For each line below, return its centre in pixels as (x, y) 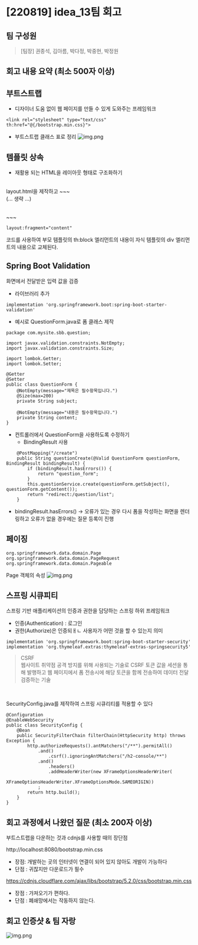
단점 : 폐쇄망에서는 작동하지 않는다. (55, 901)
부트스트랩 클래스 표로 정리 (45, 137)
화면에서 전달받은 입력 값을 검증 (42, 281)
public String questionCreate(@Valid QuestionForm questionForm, (99, 458)
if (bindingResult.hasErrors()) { (70, 468)
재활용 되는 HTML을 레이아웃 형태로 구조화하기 (68, 172)
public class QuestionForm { (42, 384)
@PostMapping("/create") (47, 453)
